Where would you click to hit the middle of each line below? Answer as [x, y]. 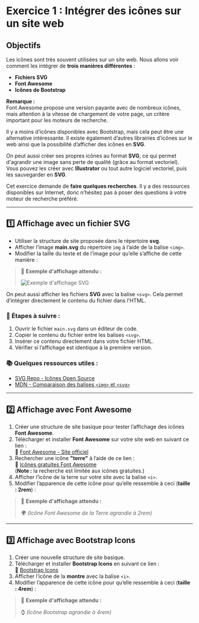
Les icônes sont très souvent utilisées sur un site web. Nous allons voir [92, 60]
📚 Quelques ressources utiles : [52, 364]
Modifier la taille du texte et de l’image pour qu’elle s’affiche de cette [98, 253]
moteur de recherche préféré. [42, 199]
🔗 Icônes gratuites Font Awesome [55, 465]
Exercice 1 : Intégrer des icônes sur [94, 11]
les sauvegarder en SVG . [36, 175]
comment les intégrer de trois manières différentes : [71, 66]
